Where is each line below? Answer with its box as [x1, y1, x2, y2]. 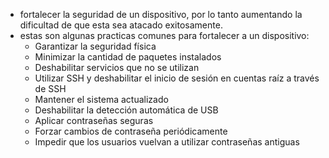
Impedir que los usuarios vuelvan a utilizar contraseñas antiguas [34, 136, 300, 148]
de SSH [34, 83, 67, 94]
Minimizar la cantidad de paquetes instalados [34, 51, 222, 63]
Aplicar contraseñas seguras [34, 115, 154, 126]
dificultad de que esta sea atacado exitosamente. [19, 19, 223, 31]
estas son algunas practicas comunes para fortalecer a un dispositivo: [19, 30, 310, 41]
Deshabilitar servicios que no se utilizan [34, 62, 200, 73]
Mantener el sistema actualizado [34, 94, 169, 105]
